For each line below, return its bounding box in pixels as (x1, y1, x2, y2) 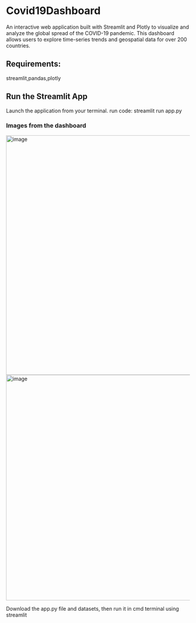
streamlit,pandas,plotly (6, 74, 61, 81)
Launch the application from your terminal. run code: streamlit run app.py (6, 107, 182, 114)
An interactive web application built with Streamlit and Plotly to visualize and (6, 23, 190, 30)
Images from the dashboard (6, 122, 86, 130)
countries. (6, 42, 30, 49)
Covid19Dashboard (6, 4, 101, 18)
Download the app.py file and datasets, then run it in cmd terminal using (6, 605, 179, 612)
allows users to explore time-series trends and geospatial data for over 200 (6, 36, 187, 43)
